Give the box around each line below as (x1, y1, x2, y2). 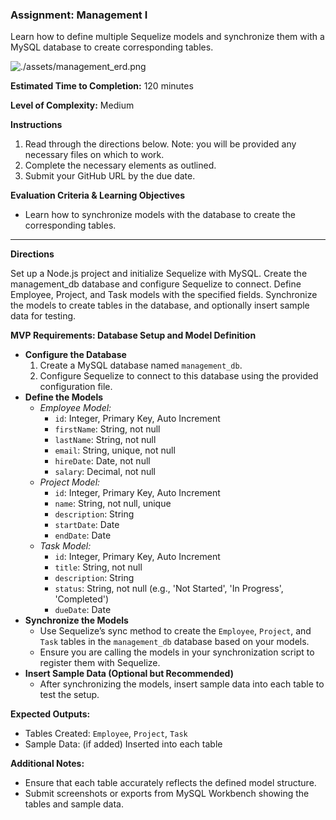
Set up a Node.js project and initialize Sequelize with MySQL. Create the (10, 268, 308, 280)
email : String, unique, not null (54, 444, 176, 457)
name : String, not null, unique (54, 498, 172, 510)
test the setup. (39, 689, 100, 701)
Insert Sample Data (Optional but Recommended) (24, 668, 234, 680)
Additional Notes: (10, 758, 85, 770)
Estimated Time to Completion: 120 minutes (10, 80, 194, 92)
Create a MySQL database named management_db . (39, 359, 243, 372)
